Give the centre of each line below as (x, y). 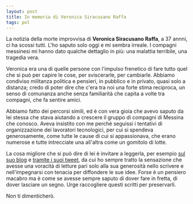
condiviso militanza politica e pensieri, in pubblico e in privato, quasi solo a (96, 81)
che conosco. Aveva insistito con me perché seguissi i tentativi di (84, 124)
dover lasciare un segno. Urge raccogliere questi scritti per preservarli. (91, 185)
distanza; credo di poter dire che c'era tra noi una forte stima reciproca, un (96, 88)
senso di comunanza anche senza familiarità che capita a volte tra (85, 94)
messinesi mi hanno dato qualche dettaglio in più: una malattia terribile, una (97, 51)
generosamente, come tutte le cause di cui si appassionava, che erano (91, 136)
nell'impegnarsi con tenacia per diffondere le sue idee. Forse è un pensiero (96, 172)
